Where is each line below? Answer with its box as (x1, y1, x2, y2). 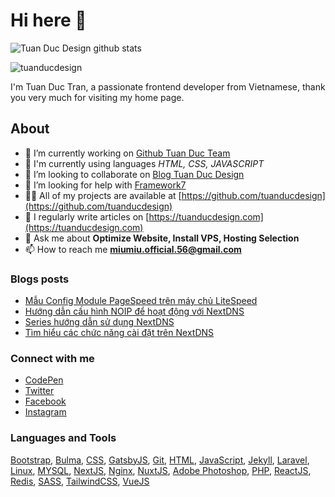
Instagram (24, 406, 67, 418)
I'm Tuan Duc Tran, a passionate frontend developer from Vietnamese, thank (10, 80, 326, 93)
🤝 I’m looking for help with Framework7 (24, 179, 187, 191)
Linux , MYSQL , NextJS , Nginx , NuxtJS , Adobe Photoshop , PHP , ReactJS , (10, 464, 312, 476)
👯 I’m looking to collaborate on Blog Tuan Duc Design (24, 168, 245, 180)
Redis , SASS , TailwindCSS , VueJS (10, 475, 150, 487)
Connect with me (10, 351, 95, 365)
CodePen (24, 374, 64, 386)
